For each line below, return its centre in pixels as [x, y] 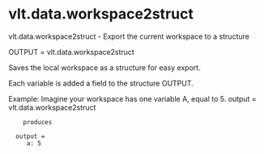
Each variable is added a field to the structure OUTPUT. [101, 83]
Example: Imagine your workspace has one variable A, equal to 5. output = [132, 98]
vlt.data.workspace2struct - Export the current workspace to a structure [129, 36]
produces [38, 122]
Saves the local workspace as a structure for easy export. [104, 67]
